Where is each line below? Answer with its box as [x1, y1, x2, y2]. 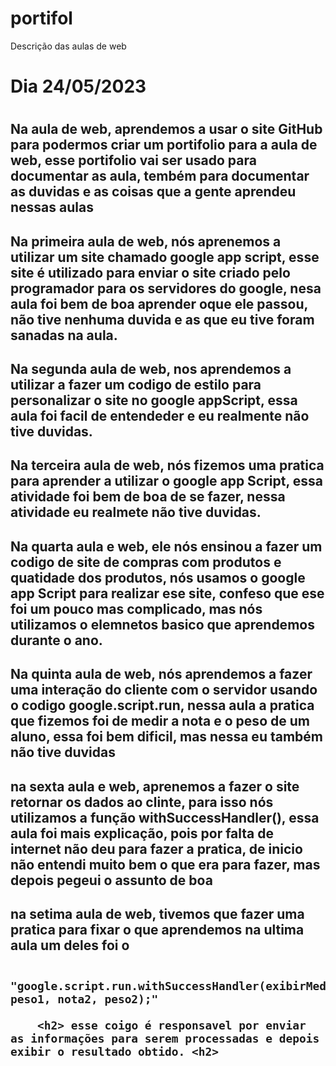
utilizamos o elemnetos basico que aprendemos [10, 616, 315, 633]
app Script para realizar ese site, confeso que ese [10, 585, 325, 602]
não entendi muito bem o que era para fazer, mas [10, 856, 321, 873]
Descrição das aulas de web [10, 40, 127, 52]
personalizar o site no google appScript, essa [10, 392, 298, 409]
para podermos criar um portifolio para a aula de [10, 137, 318, 154]
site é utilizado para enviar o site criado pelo [10, 264, 291, 281]
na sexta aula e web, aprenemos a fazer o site [10, 778, 300, 795]
